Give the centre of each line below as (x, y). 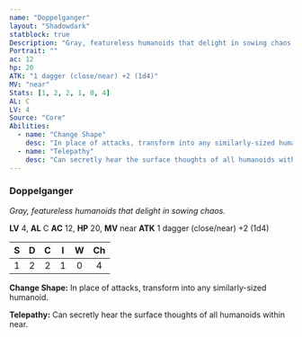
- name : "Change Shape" (62, 135)
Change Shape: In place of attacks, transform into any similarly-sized (138, 288)
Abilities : (30, 127)
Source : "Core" (38, 118)
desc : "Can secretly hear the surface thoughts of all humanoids (151, 160)
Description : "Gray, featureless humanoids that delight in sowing (138, 43)
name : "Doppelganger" (50, 18)
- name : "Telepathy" (56, 151)
